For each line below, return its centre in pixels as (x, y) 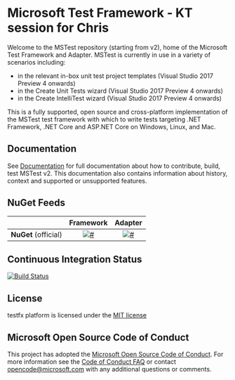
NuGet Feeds (36, 203)
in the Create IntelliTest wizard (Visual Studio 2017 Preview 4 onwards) (120, 98)
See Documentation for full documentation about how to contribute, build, (114, 166)
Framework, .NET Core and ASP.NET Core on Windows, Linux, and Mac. (112, 126)
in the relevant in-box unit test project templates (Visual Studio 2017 (115, 76)
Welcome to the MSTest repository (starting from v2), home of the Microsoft (117, 47)
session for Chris (58, 28)
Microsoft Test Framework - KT (100, 13)
